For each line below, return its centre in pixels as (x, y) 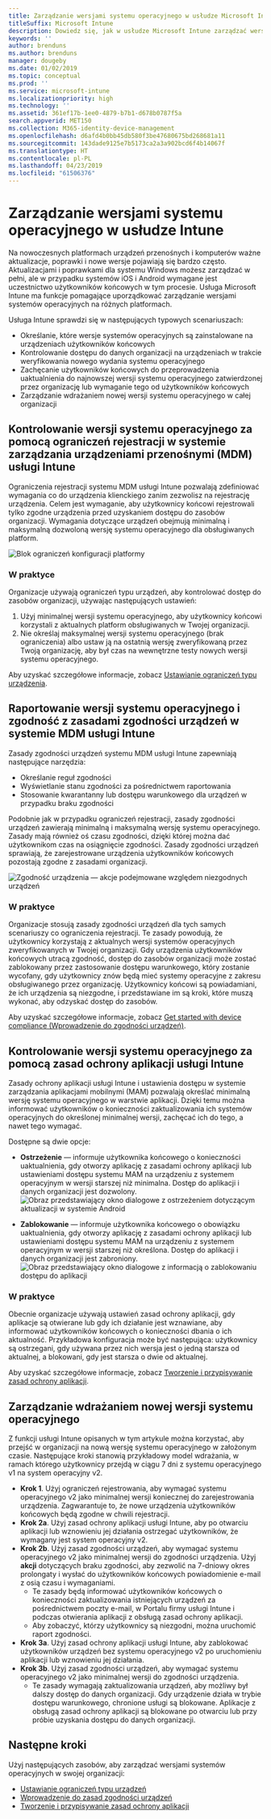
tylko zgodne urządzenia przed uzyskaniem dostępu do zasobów (117, 512)
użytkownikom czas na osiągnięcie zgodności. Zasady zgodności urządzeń (133, 845)
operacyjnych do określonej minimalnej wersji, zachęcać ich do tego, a (126, 1117)
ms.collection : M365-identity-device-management (92, 128)
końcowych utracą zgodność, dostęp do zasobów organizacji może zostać (133, 959)
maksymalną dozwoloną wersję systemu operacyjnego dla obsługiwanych (131, 529)
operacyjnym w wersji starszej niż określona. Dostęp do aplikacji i (129, 1250)
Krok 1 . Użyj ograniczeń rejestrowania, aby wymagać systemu (123, 1488)
